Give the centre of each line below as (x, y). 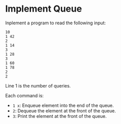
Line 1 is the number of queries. (38, 86)
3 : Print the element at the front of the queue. (60, 116)
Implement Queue (44, 9)
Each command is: (25, 95)
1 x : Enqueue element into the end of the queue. (63, 105)
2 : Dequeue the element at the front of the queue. (64, 111)
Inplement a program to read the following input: (56, 23)
